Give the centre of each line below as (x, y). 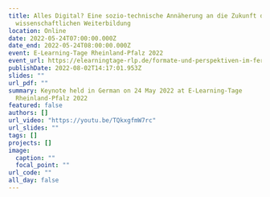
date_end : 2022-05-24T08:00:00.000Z (70, 46)
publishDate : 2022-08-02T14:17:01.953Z (75, 68)
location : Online (37, 31)
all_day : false (34, 181)
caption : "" (36, 158)
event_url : (27, 61)
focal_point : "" (43, 166)
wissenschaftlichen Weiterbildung (73, 23)
